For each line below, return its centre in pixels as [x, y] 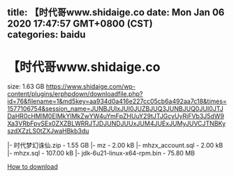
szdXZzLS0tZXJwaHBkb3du [48, 131]
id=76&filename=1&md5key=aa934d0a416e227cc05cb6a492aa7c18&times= [117, 101]
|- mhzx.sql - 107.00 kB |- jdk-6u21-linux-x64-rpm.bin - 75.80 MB [101, 153]
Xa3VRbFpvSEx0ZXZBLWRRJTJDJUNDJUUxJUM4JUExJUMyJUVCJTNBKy [116, 123]
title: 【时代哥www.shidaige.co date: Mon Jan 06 [116, 13]
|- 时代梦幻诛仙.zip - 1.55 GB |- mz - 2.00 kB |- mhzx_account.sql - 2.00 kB [115, 146]
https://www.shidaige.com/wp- [91, 86]
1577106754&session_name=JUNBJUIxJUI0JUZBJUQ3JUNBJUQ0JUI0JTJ [115, 109]
